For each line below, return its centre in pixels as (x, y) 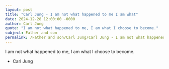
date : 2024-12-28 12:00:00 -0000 (40, 19)
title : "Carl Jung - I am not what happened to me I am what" (72, 14)
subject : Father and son (31, 33)
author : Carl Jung (24, 24)
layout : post (19, 10)
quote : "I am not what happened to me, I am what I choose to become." (82, 28)
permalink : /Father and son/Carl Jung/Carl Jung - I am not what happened (85, 38)
